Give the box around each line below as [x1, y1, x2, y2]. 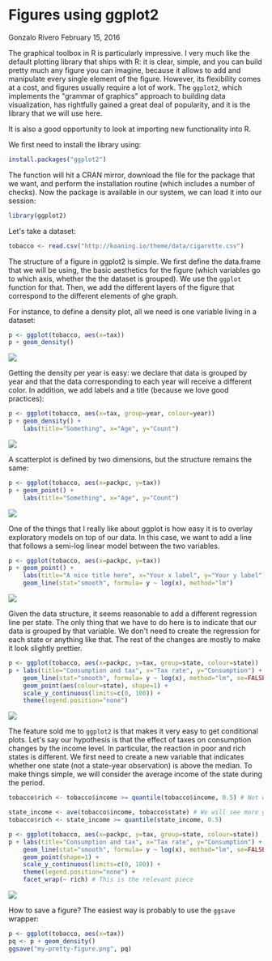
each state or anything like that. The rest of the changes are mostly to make [8, 635, 261, 644]
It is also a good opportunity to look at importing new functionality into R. [8, 124, 252, 134]
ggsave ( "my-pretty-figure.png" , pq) [8, 945, 132, 953]
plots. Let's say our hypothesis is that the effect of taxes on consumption [8, 735, 252, 745]
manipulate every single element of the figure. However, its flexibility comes [8, 74, 261, 83]
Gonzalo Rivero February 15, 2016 [8, 32, 121, 42]
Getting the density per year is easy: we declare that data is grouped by [8, 368, 248, 378]
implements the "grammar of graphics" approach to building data [8, 91, 226, 100]
